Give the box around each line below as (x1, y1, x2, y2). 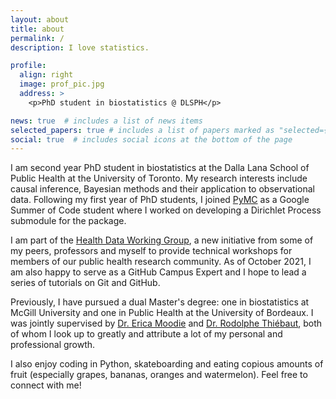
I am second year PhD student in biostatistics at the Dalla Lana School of (10, 162, 310, 174)
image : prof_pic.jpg (19, 79, 105, 90)
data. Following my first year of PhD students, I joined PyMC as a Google (10, 194, 310, 206)
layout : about (10, 14, 70, 25)
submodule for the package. (10, 215, 127, 227)
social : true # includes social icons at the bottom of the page (10, 134, 293, 145)
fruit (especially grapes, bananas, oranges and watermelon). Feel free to (10, 369, 308, 381)
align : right (19, 70, 74, 80)
